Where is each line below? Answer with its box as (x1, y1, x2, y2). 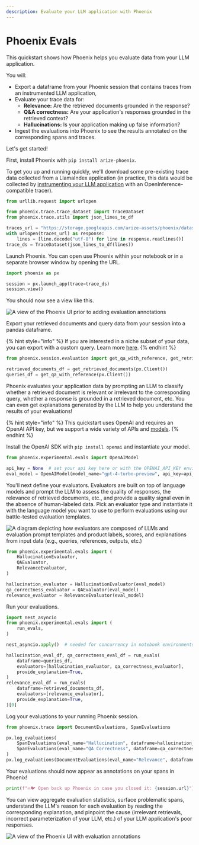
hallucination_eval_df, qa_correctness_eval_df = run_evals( (6, 652, 161, 658)
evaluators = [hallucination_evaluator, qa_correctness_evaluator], (17, 663, 184, 670)
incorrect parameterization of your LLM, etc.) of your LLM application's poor (6, 815, 192, 822)
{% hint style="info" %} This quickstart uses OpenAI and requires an (6, 419, 174, 426)
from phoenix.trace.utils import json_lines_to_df (6, 215, 134, 220)
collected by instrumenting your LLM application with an (6, 180, 143, 187)
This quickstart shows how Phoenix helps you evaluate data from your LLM (6, 54, 190, 61)
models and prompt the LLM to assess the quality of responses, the (6, 488, 171, 495)
